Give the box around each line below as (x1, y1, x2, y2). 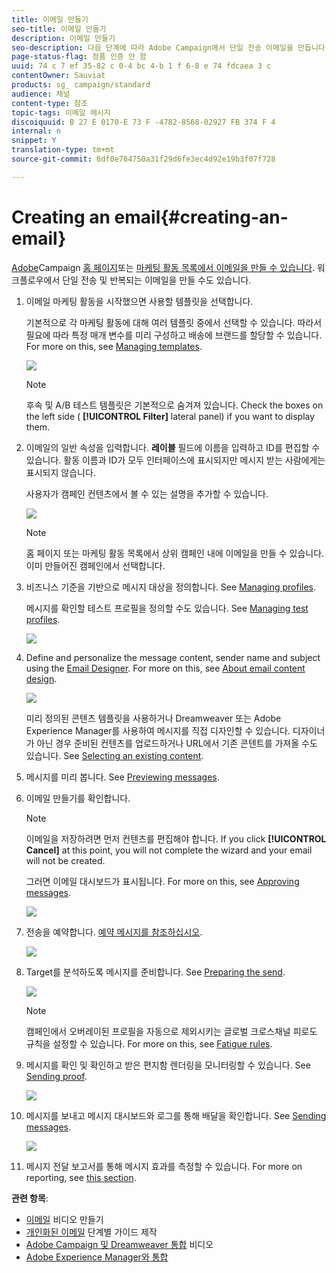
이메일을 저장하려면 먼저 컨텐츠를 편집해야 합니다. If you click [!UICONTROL (25, 832, 327, 845)
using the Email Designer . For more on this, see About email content (25, 662, 306, 674)
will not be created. (25, 854, 106, 866)
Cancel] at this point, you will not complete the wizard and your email (25, 844, 313, 856)
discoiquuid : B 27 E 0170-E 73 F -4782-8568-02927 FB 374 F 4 (11, 117, 276, 127)
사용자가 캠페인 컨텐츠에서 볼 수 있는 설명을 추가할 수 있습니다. (25, 487, 269, 500)
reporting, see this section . (25, 1171, 137, 1183)
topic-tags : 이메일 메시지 (11, 107, 111, 118)
